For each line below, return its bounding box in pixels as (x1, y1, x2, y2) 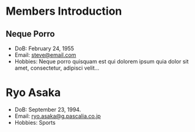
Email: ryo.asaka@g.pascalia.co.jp (14, 112, 101, 120)
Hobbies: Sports (14, 119, 56, 126)
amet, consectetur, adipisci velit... (14, 64, 100, 71)
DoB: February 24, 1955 (14, 45, 75, 52)
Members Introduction (6, 4, 122, 18)
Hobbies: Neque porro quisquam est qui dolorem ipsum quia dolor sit (14, 58, 189, 65)
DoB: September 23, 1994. (14, 106, 81, 113)
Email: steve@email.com (14, 51, 76, 59)
